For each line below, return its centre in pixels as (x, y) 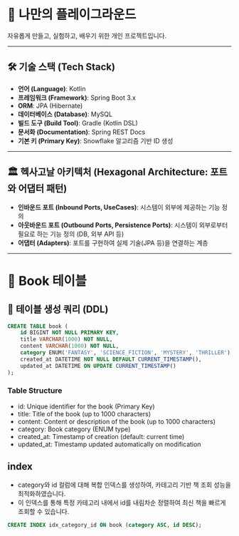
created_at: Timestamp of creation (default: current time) (101, 436)
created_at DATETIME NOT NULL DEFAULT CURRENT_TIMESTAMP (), (111, 359)
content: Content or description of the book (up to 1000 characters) (116, 421)
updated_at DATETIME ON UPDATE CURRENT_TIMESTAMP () (98, 366)
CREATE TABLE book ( (38, 326)
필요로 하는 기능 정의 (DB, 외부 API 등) (71, 234)
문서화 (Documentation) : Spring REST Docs (81, 132)
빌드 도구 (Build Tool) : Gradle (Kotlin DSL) (78, 123)
